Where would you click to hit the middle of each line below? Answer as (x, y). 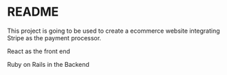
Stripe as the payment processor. (54, 37)
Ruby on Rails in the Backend (48, 64)
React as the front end (39, 51)
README (33, 12)
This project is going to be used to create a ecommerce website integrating (113, 31)
